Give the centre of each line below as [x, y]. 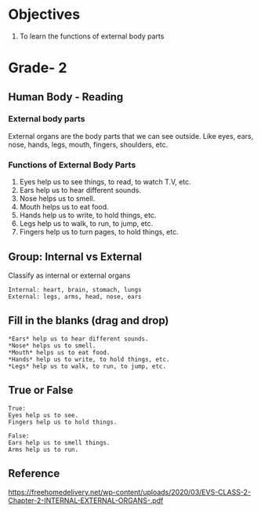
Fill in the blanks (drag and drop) [89, 320]
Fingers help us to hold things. [63, 422]
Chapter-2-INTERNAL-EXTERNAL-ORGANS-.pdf [86, 500]
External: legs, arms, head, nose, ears [75, 297]
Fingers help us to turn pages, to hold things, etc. [99, 232]
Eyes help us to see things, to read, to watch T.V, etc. [105, 182]
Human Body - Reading [66, 97]
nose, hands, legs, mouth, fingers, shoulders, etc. [88, 144]
